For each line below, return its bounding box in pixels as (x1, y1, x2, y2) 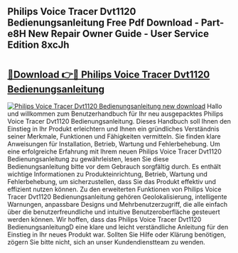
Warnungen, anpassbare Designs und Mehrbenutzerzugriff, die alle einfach (7, 200, 228, 208)
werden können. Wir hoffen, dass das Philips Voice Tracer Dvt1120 (7, 215, 202, 223)
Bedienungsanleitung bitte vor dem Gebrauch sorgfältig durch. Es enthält (7, 163, 222, 171)
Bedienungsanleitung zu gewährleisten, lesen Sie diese (7, 155, 169, 163)
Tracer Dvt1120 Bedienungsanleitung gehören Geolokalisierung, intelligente (7, 193, 227, 201)
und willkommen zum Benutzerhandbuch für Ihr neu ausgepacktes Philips (7, 109, 224, 118)
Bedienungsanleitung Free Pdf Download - (7, 17, 199, 29)
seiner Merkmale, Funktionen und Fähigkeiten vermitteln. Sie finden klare (7, 132, 222, 141)
